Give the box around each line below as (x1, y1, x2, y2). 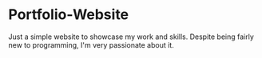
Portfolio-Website (8, 6, 129, 24)
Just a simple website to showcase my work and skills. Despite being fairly (8, 32, 254, 41)
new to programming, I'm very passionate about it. (8, 40, 174, 49)
